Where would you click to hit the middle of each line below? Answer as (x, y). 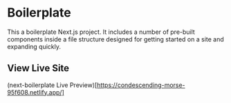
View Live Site (38, 68)
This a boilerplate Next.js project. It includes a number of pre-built (101, 32)
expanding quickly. (34, 46)
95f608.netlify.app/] (36, 92)
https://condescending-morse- (141, 85)
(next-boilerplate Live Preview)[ (52, 85)
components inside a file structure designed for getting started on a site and (116, 39)
